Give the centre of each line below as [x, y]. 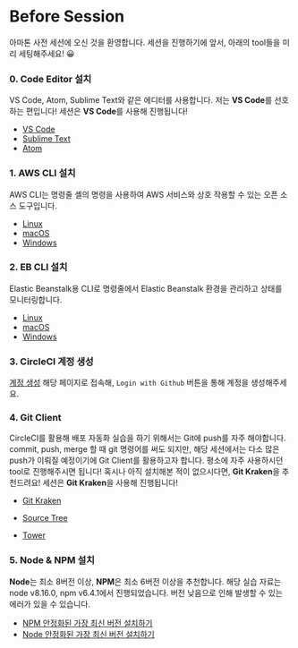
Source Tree [45, 518]
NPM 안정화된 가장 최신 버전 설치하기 [87, 623]
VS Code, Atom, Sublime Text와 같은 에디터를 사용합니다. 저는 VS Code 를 [141, 100]
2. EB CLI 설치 [38, 268]
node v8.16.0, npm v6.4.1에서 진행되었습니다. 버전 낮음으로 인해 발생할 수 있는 [146, 593]
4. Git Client [35, 418]
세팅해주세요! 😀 [47, 53]
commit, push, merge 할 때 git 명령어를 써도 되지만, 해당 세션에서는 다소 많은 [145, 449]
